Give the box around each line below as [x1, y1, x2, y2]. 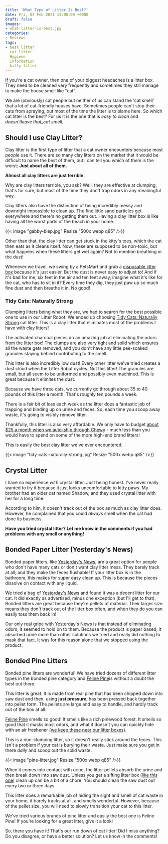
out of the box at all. [5, 706, 47, 713]
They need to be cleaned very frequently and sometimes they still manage [5, 82, 159, 88]
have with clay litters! [5, 325, 49, 331]
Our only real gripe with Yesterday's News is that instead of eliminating [5, 621, 152, 627]
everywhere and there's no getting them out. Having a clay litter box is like [5, 213, 159, 219]
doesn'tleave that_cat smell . [5, 119, 64, 125]
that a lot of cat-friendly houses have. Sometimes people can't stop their [5, 103, 155, 109]
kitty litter [10, 63, 37, 68]
